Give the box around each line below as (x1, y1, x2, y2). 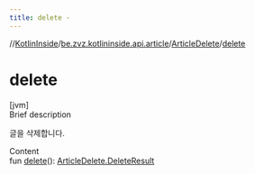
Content (9, 145, 40, 156)
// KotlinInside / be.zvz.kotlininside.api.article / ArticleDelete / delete (9, 38, 246, 49)
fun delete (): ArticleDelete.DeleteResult (9, 155, 155, 166)
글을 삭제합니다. (9, 127, 66, 138)
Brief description (9, 109, 72, 120)
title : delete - (9, 13, 70, 23)
